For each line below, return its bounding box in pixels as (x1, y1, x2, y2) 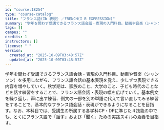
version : (5, 48, 23, 53)
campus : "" (5, 30, 27, 35)
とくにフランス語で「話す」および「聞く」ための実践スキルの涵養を (13, 114, 150, 120)
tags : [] (5, 25, 23, 30)
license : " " (5, 43, 32, 48)
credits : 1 (5, 35, 27, 40)
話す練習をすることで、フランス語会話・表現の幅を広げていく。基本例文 (13, 89, 159, 95)
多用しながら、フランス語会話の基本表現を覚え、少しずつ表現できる (21, 77, 159, 83)
